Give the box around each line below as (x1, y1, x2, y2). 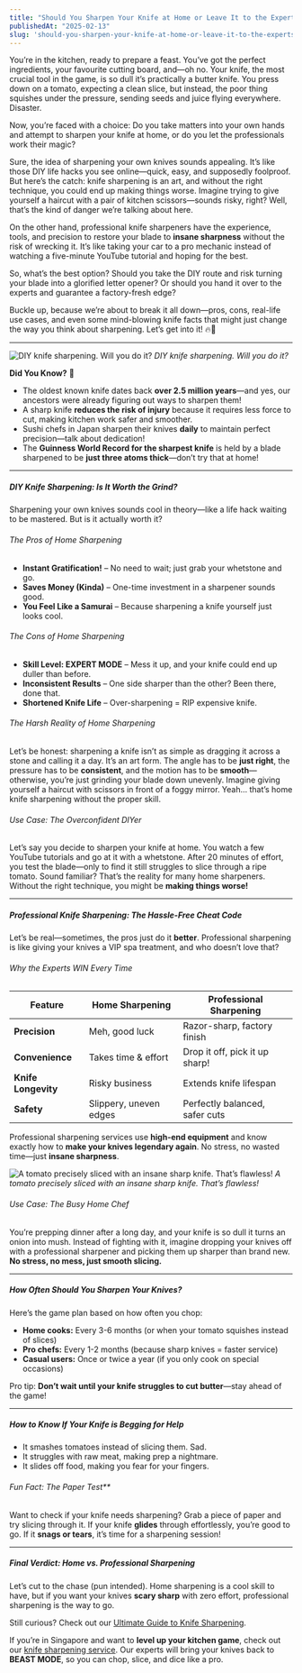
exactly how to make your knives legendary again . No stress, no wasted (9, 1141, 280, 1152)
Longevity (13, 1083, 58, 1095)
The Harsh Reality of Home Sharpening (9, 718, 155, 728)
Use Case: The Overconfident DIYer (9, 814, 142, 825)
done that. (22, 687, 61, 699)
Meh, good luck (88, 1025, 155, 1038)
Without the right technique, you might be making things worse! (9, 881, 249, 891)
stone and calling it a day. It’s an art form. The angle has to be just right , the (9, 754, 290, 766)
